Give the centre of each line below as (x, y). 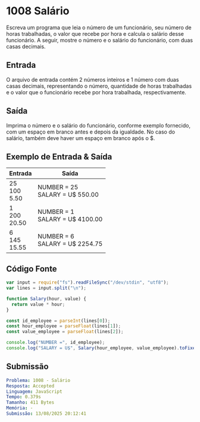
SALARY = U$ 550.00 (68, 195)
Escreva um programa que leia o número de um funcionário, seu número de (99, 27)
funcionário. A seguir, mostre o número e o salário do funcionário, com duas (100, 40)
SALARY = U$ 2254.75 (70, 244)
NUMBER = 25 (58, 187)
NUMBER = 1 (56, 212)
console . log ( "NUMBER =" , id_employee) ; (56, 343)
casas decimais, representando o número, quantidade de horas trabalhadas (99, 86)
